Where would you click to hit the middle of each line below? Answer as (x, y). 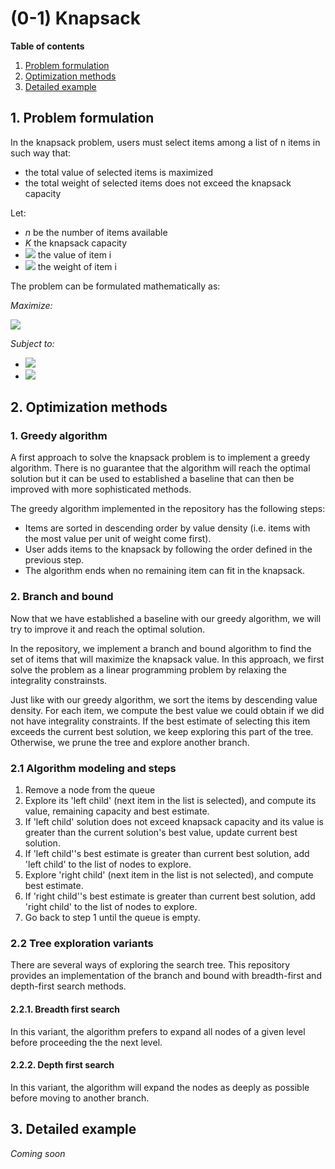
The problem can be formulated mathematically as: (115, 286)
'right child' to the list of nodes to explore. (111, 907)
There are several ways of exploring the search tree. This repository (150, 965)
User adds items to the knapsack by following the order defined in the (168, 549)
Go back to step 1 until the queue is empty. (112, 918)
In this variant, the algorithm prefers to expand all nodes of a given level (158, 1031)
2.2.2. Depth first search (62, 1065)
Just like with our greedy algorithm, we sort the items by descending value (164, 699)
